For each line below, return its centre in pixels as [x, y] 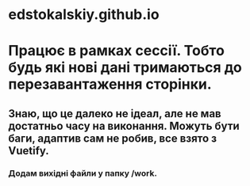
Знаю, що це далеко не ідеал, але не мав [115, 114]
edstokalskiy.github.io [84, 15]
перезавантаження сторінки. [110, 84]
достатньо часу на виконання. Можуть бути [124, 125]
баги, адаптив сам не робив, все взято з [113, 138]
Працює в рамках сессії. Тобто [116, 51]
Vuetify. [29, 151]
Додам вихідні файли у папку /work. [83, 173]
